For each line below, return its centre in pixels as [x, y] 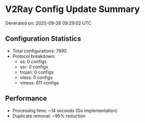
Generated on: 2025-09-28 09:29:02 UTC [48, 23]
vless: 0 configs [36, 77]
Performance [26, 98]
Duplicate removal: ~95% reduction [49, 115]
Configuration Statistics [43, 39]
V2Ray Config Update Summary [72, 9]
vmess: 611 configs [39, 82]
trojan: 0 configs [37, 72]
